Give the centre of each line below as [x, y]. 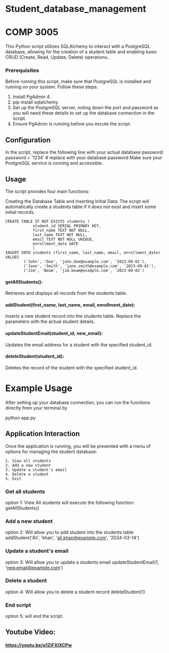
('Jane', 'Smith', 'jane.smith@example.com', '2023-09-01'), [90, 266]
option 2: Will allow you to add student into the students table [69, 532]
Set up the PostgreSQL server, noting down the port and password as [86, 108]
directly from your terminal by [36, 408]
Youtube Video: [31, 632]
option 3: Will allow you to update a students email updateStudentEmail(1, [82, 562]
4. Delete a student [27, 474]
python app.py [21, 418]
